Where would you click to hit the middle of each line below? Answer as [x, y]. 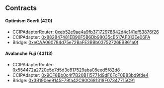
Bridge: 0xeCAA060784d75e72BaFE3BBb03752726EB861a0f [75, 42]
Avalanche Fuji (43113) [29, 53]
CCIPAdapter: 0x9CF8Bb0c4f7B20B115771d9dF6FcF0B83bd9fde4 [81, 75]
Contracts [21, 8]
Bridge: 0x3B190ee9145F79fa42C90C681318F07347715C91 [74, 80]
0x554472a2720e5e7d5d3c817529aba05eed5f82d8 [66, 70]
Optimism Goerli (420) [29, 21]
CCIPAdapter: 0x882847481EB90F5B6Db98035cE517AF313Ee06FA [81, 37]
